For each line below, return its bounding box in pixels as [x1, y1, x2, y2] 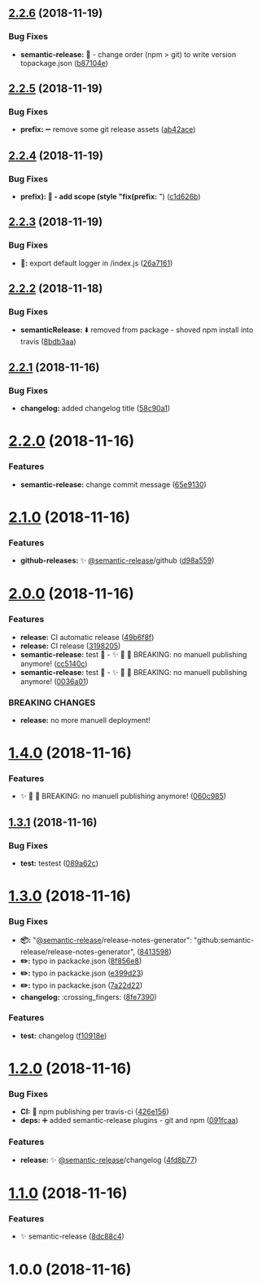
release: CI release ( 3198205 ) [20, 641, 121, 651]
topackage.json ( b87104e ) [20, 58, 108, 68]
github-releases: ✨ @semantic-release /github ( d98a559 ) [20, 555, 215, 565]
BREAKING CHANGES [8, 696, 96, 708]
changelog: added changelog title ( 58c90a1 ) [20, 403, 171, 414]
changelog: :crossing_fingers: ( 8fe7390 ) [20, 992, 157, 1002]
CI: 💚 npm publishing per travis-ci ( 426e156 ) [20, 1107, 169, 1116]
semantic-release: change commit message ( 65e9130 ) [20, 480, 207, 489]
